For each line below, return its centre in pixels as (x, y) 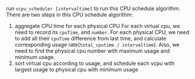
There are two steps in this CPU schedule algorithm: (69, 15)
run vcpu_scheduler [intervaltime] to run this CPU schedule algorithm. (93, 8)
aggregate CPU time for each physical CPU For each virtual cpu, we (97, 26)
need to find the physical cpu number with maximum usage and (92, 51)
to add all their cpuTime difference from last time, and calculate (90, 38)
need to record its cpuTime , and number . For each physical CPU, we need (102, 32)
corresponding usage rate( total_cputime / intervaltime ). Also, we (97, 44)
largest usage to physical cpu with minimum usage (77, 69)
